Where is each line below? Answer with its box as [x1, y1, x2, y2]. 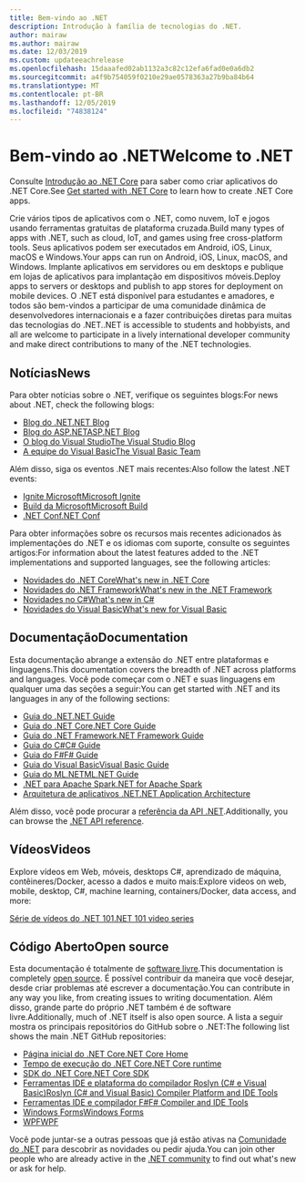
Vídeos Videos [9, 842, 91, 858]
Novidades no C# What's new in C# [22, 594, 155, 604]
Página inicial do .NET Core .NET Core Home [22, 1049, 188, 1060]
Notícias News [9, 365, 91, 381]
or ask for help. [9, 1163, 66, 1174]
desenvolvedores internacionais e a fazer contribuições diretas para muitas [9, 310, 292, 321]
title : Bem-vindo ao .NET [9, 13, 107, 23]
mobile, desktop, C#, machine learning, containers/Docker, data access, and [9, 885, 297, 896]
